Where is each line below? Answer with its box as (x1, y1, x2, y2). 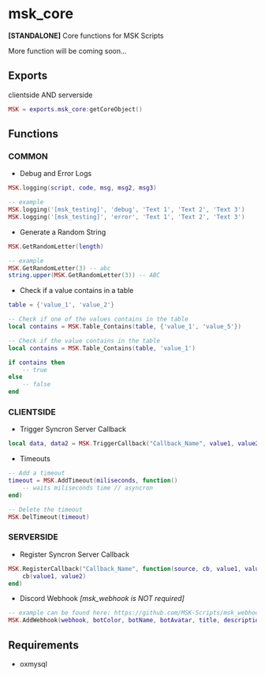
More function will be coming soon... (8, 46, 128, 55)
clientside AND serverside (8, 90, 93, 100)
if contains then (8, 359, 65, 366)
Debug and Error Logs (19, 169, 92, 178)
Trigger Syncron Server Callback (19, 424, 126, 434)
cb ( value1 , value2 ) (22, 572, 87, 580)
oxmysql (19, 659, 47, 668)
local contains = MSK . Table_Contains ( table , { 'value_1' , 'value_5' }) (8, 323, 242, 331)
